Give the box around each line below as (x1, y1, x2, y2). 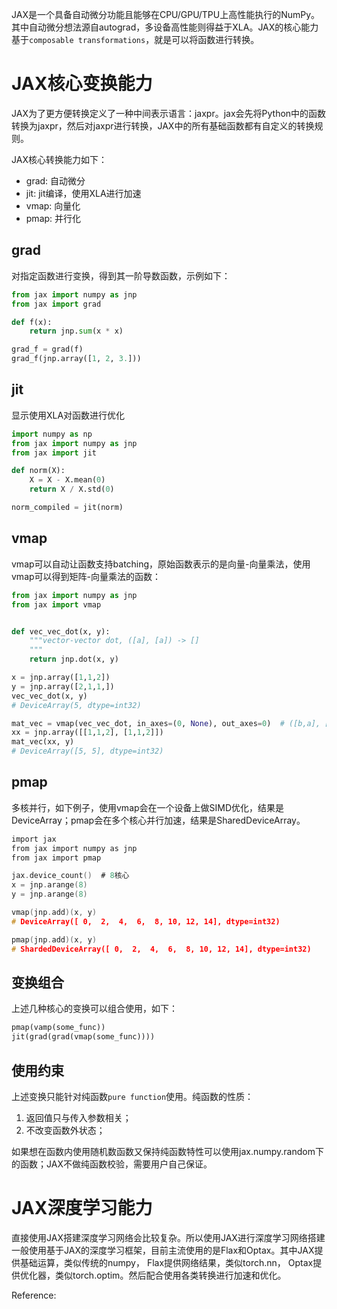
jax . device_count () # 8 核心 (11, 871, 130, 881)
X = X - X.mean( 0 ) (29, 475, 106, 485)
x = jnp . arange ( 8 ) (11, 880, 88, 890)
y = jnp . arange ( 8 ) (11, 889, 88, 900)
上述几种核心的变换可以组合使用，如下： (11, 1003, 178, 1015)
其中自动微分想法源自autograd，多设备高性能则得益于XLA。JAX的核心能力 (11, 21, 319, 33)
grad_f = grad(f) (11, 344, 84, 355)
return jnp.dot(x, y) (29, 654, 119, 665)
